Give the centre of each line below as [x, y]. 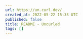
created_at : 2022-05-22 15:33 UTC [42, 15]
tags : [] [14, 29]
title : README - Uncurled [32, 24]
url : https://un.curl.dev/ [34, 10]
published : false [24, 19]
